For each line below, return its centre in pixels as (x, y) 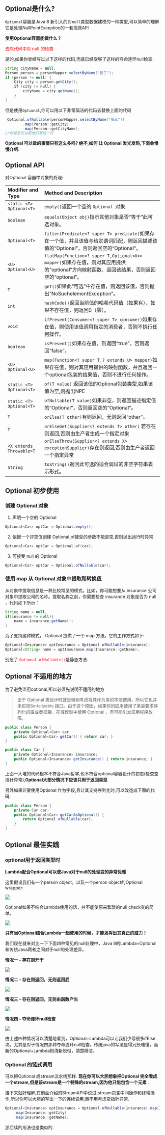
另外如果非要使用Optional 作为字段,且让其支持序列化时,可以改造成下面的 (78, 790)
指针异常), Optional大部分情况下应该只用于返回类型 (56, 780)
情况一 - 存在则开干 (25, 960)
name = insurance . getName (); (44, 621)
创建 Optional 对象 (27, 506)
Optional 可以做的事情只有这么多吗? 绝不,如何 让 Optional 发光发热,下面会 (80, 143)
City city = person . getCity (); (46, 82)
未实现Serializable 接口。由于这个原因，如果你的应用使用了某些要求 (85, 705)
